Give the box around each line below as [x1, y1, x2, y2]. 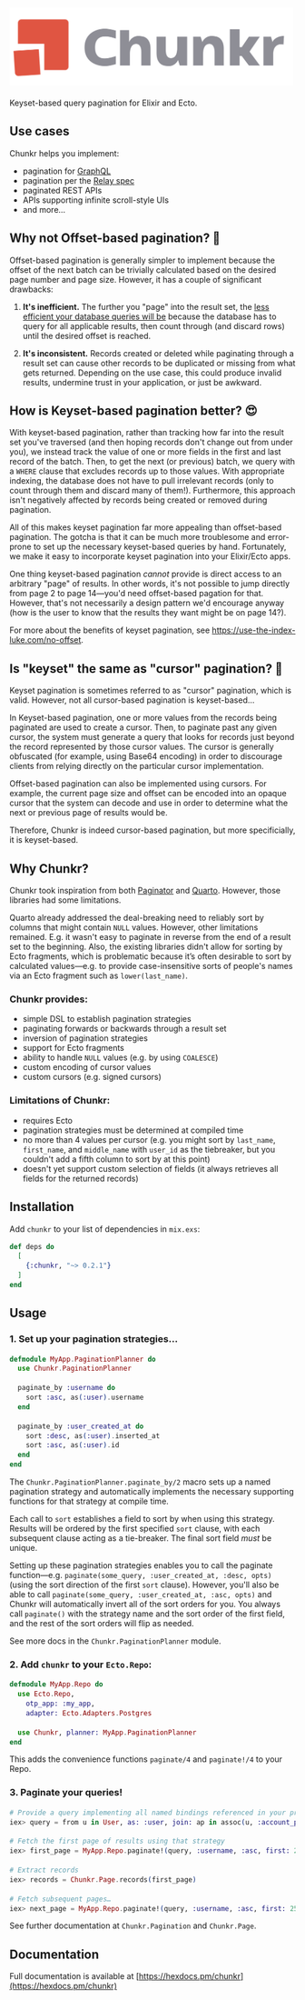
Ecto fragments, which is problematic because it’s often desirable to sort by [9, 951, 292, 962]
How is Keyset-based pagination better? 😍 [9, 404, 258, 419]
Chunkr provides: [9, 993, 88, 1005]
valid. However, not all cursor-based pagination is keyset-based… [9, 695, 255, 705]
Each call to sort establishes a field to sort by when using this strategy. [9, 1514, 275, 1525]
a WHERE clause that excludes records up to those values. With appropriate [9, 465, 285, 476]
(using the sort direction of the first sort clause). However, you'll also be [9, 1579, 280, 1590]
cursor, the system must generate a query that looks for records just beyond [9, 732, 295, 743]
